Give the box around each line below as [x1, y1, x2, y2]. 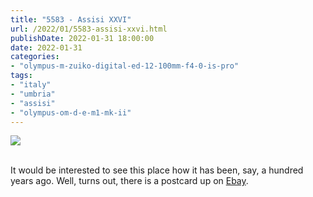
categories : [10, 52, 60, 62]
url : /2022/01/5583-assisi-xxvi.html [10, 24, 168, 34]
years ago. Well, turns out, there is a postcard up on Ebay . [10, 175, 249, 187]
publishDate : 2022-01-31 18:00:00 [10, 33, 155, 43]
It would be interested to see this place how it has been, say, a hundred [10, 164, 304, 176]
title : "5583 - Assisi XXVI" [10, 14, 132, 25]
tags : [10, 71, 33, 81]
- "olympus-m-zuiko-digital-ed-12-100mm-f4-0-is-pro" [10, 61, 240, 71]
